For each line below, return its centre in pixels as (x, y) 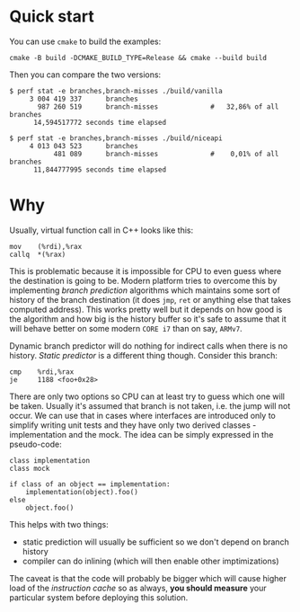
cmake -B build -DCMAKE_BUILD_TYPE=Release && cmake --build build (138, 58)
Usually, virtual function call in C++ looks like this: (101, 230)
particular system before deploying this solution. (99, 597)
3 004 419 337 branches (84, 99)
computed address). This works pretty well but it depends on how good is (146, 309)
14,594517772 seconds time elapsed (100, 122)
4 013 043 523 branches (84, 146)
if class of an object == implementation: (90, 484)
